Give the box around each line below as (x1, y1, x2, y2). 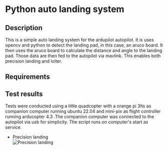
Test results (5, 89, 43, 98)
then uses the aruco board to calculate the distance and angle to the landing (5, 48, 162, 53)
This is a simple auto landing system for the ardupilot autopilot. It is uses (5, 37, 154, 43)
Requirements (5, 73, 50, 81)
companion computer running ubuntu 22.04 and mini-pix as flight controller (5, 108, 161, 114)
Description (5, 24, 42, 32)
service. (5, 124, 22, 130)
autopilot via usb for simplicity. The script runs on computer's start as (5, 119, 148, 125)
